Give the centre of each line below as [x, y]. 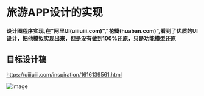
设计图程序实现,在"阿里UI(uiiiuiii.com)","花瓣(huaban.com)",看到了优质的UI [102, 30]
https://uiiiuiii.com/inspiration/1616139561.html [64, 74]
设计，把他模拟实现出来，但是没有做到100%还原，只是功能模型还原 [91, 38]
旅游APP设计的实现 [55, 12]
